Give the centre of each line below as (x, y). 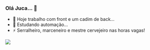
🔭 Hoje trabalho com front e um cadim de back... (64, 19)
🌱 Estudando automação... (40, 24)
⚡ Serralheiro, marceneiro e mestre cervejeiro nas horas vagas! (79, 31)
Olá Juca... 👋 (21, 8)
